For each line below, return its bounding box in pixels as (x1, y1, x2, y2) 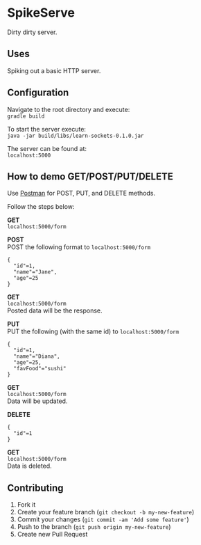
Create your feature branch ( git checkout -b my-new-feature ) (17, 508, 195, 516)
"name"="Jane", (13, 269, 58, 276)
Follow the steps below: (7, 203, 75, 211)
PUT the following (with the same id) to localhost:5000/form (7, 327, 180, 335)
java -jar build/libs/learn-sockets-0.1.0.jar (7, 132, 144, 139)
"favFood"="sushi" (13, 365, 67, 372)
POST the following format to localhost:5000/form (7, 243, 151, 251)
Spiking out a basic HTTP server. (7, 66, 101, 74)
